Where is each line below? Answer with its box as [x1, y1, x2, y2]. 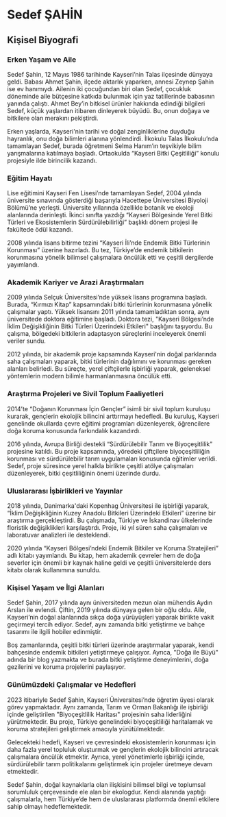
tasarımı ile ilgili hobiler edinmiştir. [7, 628, 103, 636]
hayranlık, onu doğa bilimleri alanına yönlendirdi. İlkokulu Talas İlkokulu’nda [7, 134, 218, 143]
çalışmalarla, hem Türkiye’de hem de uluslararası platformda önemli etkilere [7, 795, 220, 803]
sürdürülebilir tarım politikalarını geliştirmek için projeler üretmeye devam [7, 759, 213, 768]
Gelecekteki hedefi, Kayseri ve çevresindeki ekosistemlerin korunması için [7, 737, 216, 746]
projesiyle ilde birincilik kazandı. [7, 156, 97, 164]
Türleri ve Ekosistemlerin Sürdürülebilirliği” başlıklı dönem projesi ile [7, 218, 199, 226]
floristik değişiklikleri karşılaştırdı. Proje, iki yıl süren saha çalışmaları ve [7, 524, 208, 532]
